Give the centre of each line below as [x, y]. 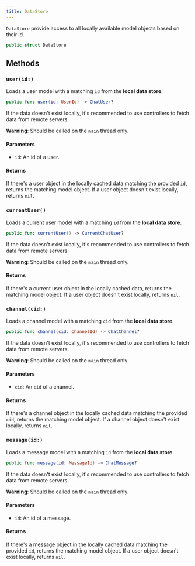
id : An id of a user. [37, 157]
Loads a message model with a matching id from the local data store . [90, 452]
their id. [15, 34]
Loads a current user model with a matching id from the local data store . [94, 222]
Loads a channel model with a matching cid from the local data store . [90, 321]
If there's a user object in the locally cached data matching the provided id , [97, 183]
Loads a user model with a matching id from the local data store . [85, 91]
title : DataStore [27, 11]
